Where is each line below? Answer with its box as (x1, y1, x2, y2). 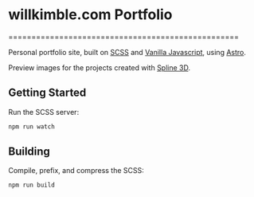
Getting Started (8, 86, 87, 100)
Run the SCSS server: (8, 107, 80, 116)
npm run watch (8, 122, 56, 131)
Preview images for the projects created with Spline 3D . (8, 62, 191, 73)
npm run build (8, 181, 56, 189)
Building (8, 145, 50, 159)
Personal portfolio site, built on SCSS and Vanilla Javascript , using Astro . (8, 47, 247, 57)
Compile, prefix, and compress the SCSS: (8, 166, 145, 175)
